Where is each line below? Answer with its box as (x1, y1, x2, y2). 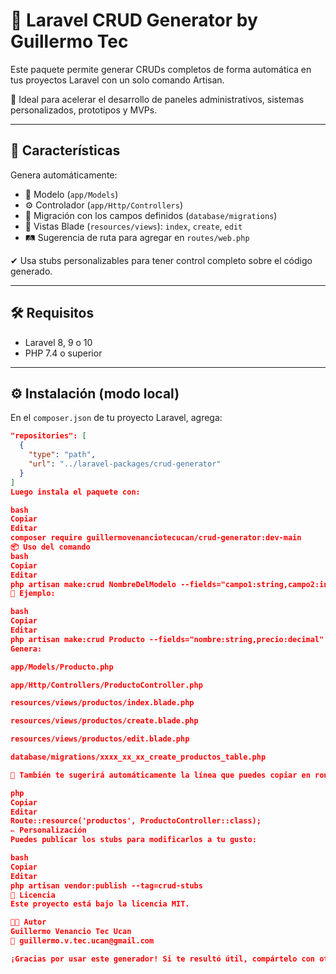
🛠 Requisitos (10, 305, 95, 322)
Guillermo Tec (10, 30, 129, 53)
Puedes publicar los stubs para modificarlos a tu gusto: (10, 835, 257, 845)
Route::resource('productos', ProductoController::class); (10, 816, 262, 826)
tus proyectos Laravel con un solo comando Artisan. (10, 74, 225, 86)
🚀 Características (10, 142, 121, 159)
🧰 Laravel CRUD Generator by (10, 9, 258, 32)
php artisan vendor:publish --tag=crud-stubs (10, 880, 203, 891)
